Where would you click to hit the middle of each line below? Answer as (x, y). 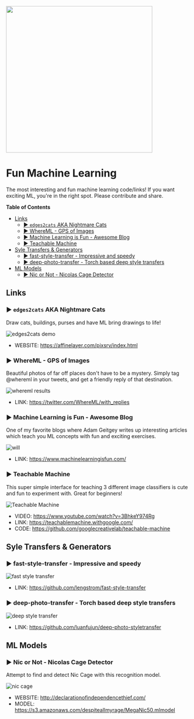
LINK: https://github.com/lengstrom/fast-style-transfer (80, 588)
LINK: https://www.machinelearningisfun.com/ (70, 459)
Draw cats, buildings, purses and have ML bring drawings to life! (84, 323)
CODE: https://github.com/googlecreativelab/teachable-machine (92, 528)
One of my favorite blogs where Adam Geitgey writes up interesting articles (97, 430)
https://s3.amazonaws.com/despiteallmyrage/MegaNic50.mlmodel (95, 710)
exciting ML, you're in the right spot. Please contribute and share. (85, 195)
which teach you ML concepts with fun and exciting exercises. (81, 436)
